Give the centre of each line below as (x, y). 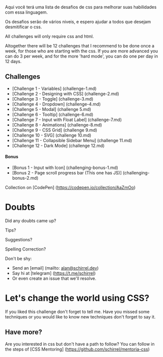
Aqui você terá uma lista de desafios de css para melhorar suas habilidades (81, 7)
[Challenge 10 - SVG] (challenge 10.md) (52, 135)
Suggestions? (19, 239)
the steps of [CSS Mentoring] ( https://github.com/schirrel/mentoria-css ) (77, 349)
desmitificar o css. (24, 27)
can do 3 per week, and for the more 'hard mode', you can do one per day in (81, 56)
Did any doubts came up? (31, 220)
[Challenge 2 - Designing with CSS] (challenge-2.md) (65, 94)
